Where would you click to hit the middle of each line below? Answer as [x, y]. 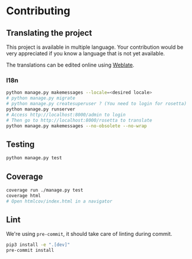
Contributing [38, 11]
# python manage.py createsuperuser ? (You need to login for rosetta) [96, 104]
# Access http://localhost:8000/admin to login [66, 115]
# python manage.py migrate [41, 98]
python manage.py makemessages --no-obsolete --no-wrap [76, 126]
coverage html [24, 195]
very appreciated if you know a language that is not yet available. [86, 53]
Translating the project [49, 33]
